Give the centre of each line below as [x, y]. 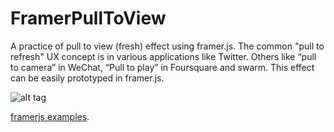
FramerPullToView [88, 18]
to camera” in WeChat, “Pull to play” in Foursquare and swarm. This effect [162, 67]
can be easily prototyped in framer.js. [87, 78]
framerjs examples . [50, 116]
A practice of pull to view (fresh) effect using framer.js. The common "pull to [167, 46]
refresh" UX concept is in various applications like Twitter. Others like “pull [163, 56]
